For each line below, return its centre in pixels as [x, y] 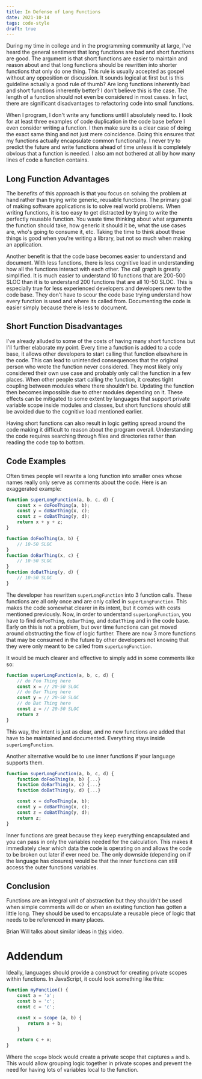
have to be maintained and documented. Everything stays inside [86, 738]
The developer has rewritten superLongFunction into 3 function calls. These [99, 595]
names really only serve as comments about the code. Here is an [87, 482]
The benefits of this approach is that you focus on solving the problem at [96, 193]
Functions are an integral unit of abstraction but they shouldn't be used [94, 901]
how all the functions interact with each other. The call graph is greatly [93, 269]
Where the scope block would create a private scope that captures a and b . [98, 1057]
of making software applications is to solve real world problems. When [93, 206]
